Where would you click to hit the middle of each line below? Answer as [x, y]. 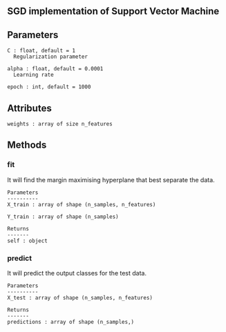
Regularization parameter [51, 57]
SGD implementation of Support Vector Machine [113, 11]
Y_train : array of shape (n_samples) [63, 217]
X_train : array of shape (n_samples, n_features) [82, 204]
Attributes [29, 108]
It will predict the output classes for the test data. [77, 273]
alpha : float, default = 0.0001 [55, 69]
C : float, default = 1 [41, 51]
